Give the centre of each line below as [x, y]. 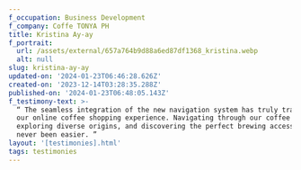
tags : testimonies [43, 151]
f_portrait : [31, 43]
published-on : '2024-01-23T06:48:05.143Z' [89, 93]
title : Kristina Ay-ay [51, 34]
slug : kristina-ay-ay [49, 68]
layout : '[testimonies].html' [65, 143]
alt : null [35, 59]
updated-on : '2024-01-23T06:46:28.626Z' [85, 76]
